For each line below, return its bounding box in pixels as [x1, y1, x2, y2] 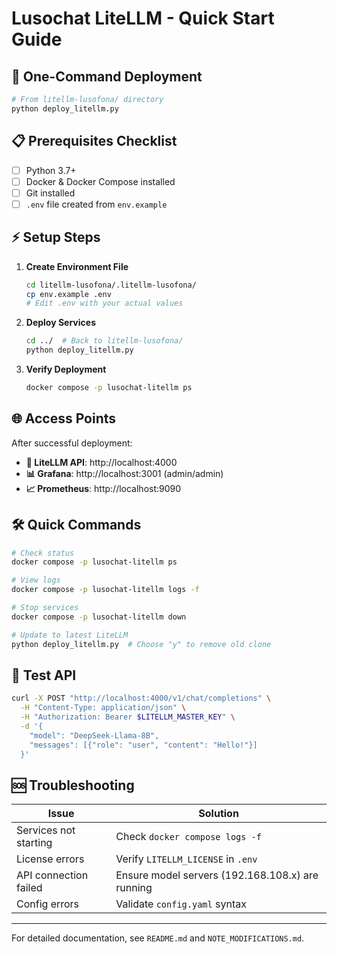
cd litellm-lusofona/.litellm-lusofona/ [25, 280, 197, 290]
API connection [16, 868, 89, 882]
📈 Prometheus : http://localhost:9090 [25, 482, 182, 494]
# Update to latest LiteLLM [11, 630, 129, 640]
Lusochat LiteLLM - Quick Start [11, 7, 275, 30]
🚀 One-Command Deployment [11, 68, 203, 85]
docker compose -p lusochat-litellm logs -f [11, 585, 200, 595]
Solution [198, 807, 239, 821]
